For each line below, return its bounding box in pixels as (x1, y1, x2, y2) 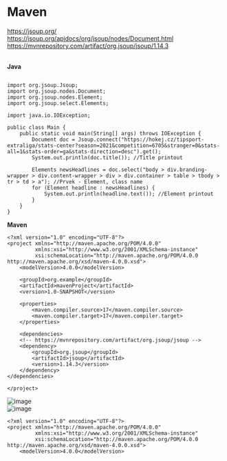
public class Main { (7, 124, 67, 131)
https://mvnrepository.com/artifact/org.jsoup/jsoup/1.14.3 (7, 41, 169, 50)
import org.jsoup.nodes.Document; (7, 88, 107, 95)
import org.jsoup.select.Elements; (7, 99, 109, 107)
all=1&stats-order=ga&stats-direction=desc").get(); (7, 148, 162, 155)
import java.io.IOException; (7, 112, 91, 119)
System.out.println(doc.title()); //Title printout (32, 154, 184, 161)
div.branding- (167, 166, 208, 173)
